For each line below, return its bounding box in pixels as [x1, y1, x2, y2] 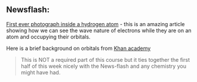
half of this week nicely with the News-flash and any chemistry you [20, 62, 187, 70]
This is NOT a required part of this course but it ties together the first [20, 56, 190, 63]
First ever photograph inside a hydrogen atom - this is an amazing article [6, 20, 185, 27]
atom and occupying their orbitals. [6, 33, 91, 40]
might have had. [20, 68, 61, 76]
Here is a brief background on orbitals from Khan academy [6, 45, 151, 52]
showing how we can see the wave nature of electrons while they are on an [6, 27, 192, 34]
